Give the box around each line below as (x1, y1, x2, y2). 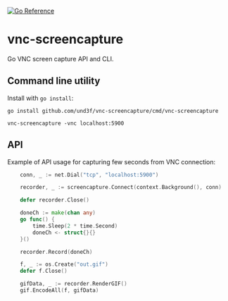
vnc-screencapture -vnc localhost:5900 (7, 120, 125, 127)
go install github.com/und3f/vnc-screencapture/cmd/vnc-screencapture (7, 107, 219, 114)
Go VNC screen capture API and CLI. (7, 54, 114, 63)
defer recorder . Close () (20, 197, 90, 204)
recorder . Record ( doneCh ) (20, 248, 93, 255)
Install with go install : (7, 94, 74, 102)
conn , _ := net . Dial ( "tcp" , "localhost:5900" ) (20, 171, 159, 178)
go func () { (20, 216, 55, 223)
